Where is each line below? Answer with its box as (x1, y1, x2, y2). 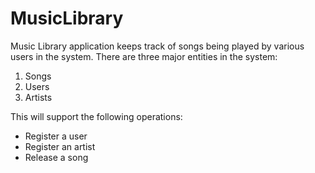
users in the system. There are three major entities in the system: (10, 50, 278, 62)
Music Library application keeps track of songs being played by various (10, 40, 305, 52)
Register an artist (24, 140, 96, 152)
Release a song (24, 151, 89, 163)
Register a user (24, 130, 88, 142)
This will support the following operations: (10, 110, 183, 122)
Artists (24, 91, 53, 103)
